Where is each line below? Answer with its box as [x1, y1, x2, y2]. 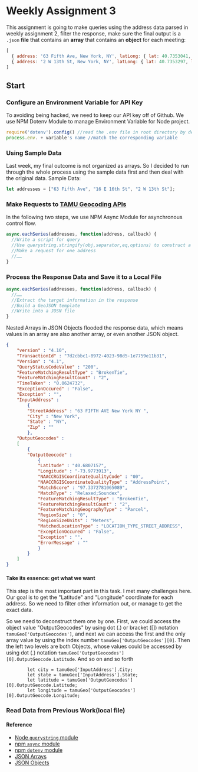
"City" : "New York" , [27, 413, 81, 419]
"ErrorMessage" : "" [37, 539, 88, 546]
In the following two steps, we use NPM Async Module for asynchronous [6, 214, 183, 221]
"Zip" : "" [27, 424, 54, 431]
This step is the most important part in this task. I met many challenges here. [6, 588, 192, 595]
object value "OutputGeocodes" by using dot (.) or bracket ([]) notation [6, 624, 179, 631]
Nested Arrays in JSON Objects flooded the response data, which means [6, 324, 184, 331]
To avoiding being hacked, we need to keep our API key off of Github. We [6, 112, 184, 119]
